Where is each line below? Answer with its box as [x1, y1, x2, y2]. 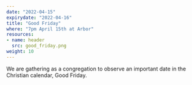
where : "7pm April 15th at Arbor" [6, 25, 94, 32]
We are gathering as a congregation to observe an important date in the [6, 65, 187, 72]
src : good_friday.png [12, 43, 67, 49]
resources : [6, 32, 34, 38]
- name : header [6, 37, 45, 43]
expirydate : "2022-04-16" [6, 15, 72, 21]
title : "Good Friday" [6, 20, 62, 26]
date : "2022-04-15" [6, 8, 56, 15]
